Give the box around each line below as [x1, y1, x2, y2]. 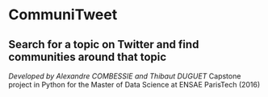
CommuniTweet [8, 6, 118, 24]
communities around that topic [8, 50, 167, 63]
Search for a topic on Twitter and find [8, 38, 199, 51]
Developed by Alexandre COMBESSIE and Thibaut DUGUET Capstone [8, 71, 241, 81]
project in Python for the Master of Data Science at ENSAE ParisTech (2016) [8, 80, 261, 89]
